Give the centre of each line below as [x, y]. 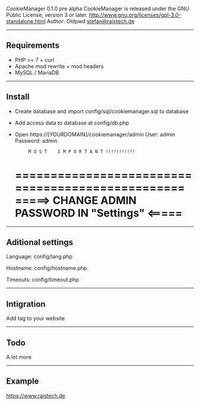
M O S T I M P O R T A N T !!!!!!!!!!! [82, 151]
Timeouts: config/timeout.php [43, 280]
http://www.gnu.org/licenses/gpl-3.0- [135, 15]
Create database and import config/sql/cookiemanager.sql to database [101, 111]
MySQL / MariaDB [37, 72]
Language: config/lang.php [39, 257]
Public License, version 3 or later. [47, 15]
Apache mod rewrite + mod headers [59, 66]
